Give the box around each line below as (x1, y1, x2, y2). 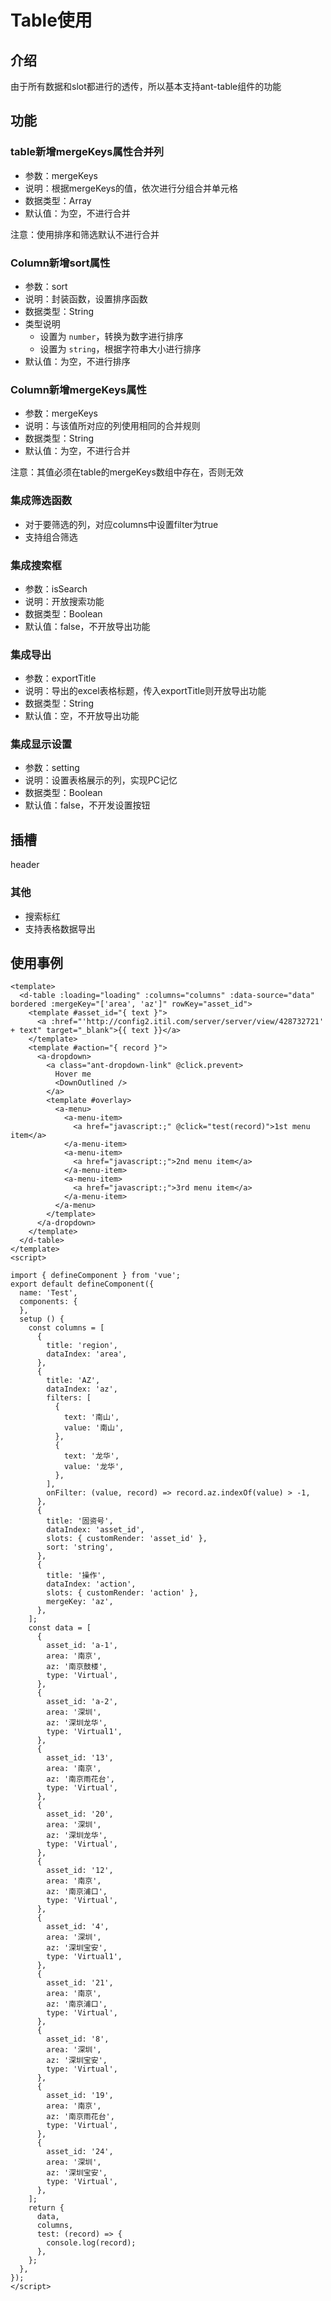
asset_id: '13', (46, 1753, 114, 1763)
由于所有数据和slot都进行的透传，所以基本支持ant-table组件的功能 (10, 81, 282, 92)
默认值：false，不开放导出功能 (24, 620, 151, 632)
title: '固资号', (46, 1516, 114, 1526)
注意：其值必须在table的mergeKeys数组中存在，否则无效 (10, 466, 244, 478)
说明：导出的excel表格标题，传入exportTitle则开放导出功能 (24, 685, 267, 697)
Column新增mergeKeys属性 (10, 382, 147, 396)
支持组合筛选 (24, 531, 78, 543)
